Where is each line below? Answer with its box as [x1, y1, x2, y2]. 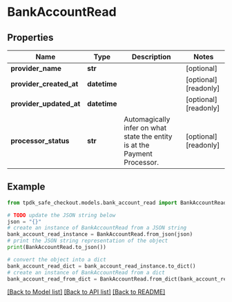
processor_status [10, 136, 70, 145]
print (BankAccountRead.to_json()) [7, 244, 107, 251]
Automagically [124, 114, 171, 124]
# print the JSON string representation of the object [7, 237, 168, 245]
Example [7, 181, 46, 193]
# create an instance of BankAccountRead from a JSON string [7, 225, 187, 232]
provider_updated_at [10, 99, 81, 108]
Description [131, 52, 171, 61]
